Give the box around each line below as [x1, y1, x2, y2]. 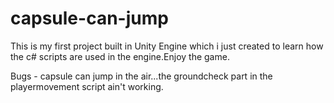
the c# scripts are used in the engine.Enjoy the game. [10, 50, 230, 62]
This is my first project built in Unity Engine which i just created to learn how [10, 40, 324, 52]
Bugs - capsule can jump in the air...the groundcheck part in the [10, 70, 273, 82]
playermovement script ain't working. [10, 80, 164, 92]
